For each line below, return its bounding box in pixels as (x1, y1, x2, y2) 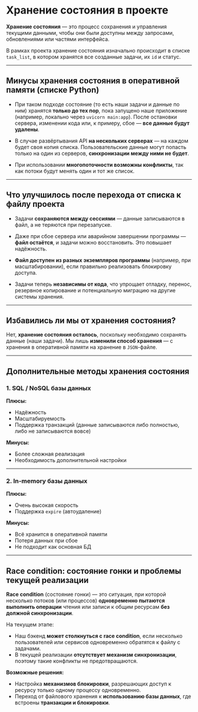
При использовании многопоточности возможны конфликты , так (14, 161, 184, 168)
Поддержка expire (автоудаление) (14, 508, 102, 515)
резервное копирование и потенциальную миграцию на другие (14, 286, 176, 294)
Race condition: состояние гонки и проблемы (6, 566, 181, 576)
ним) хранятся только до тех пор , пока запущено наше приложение (14, 107, 187, 114)
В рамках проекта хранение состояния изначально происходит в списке (6, 47, 190, 54)
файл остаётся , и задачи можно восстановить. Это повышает (14, 239, 172, 246)
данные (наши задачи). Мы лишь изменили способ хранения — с (6, 337, 173, 345)
